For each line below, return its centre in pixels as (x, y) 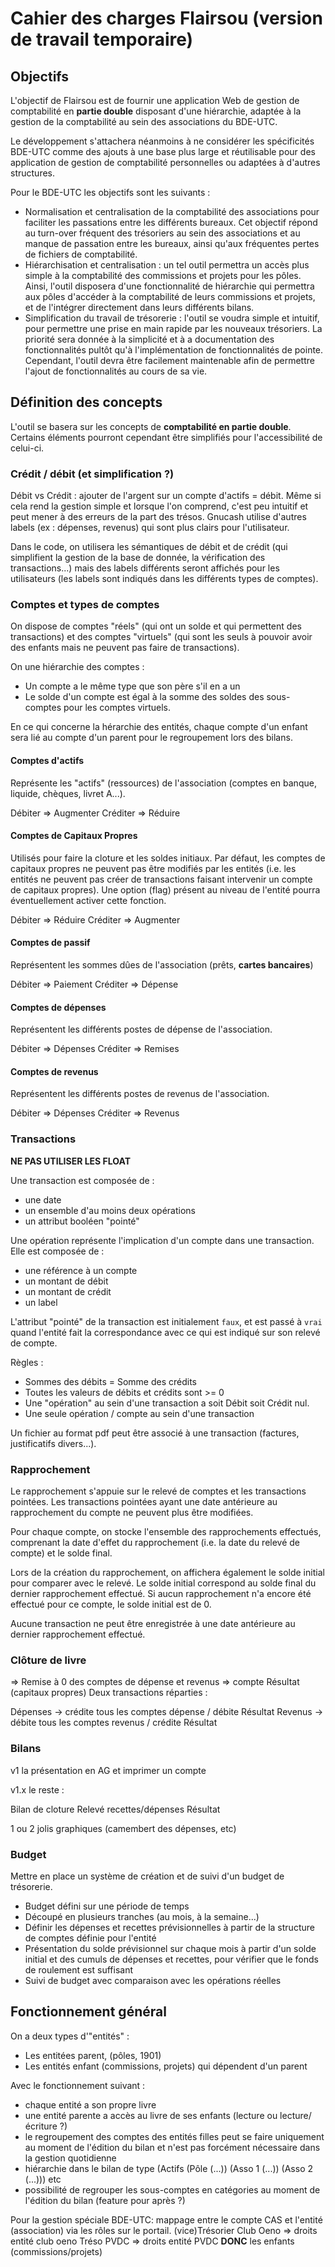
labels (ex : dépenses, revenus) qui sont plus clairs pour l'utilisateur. (150, 528)
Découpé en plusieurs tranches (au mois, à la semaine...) (142, 1916)
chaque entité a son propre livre (90, 2104)
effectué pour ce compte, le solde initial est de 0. (111, 1604)
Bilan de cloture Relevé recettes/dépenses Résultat (115, 1809)
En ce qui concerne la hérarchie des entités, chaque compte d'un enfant (159, 727)
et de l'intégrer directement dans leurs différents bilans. (139, 307)
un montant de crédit (68, 1291)
